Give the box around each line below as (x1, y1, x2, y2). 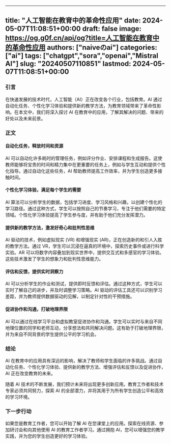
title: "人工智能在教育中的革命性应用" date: (5, 16, 141, 25)
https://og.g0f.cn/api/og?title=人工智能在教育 (5, 34, 153, 42)
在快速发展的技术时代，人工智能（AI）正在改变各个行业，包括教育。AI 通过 (5, 96, 162, 102)
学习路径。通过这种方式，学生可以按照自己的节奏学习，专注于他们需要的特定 (5, 206, 166, 212)
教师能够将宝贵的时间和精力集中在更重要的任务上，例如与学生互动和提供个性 (5, 161, 166, 168)
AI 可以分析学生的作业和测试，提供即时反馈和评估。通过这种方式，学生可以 (5, 281, 163, 287)
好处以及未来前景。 (5, 115, 46, 121)
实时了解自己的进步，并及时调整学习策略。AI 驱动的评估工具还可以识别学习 (5, 287, 163, 293)
